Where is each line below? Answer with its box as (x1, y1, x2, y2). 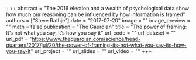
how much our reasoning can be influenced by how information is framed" (6, 11, 185, 18)
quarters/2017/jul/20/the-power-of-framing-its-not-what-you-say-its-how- (6, 42, 187, 48)
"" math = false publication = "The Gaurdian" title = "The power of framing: (6, 23, 187, 30)
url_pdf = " (6, 36, 32, 42)
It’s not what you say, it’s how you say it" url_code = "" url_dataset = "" (6, 29, 176, 36)
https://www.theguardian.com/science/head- (32, 36, 141, 42)
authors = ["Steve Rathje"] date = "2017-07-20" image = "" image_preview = (6, 17, 191, 24)
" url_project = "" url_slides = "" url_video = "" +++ (30, 48, 152, 54)
